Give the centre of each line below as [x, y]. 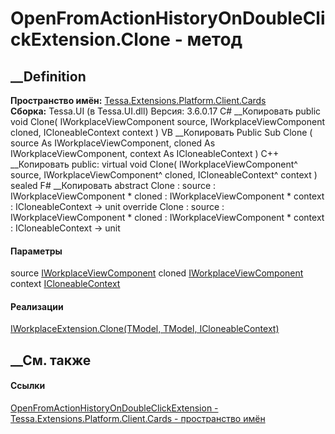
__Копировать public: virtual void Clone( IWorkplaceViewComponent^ [154, 164]
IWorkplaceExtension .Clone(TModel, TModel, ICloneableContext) [145, 329]
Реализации [37, 306]
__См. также [51, 360]
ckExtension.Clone [91, 39]
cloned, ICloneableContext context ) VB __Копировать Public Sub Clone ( [161, 132]
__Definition [48, 76]
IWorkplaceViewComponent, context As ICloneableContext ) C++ [145, 153]
